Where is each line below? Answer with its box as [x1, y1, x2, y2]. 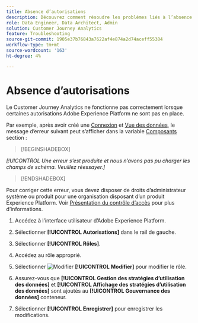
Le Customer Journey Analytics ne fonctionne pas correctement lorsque [6, 104, 183, 111]
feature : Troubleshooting [6, 31, 70, 37]
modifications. [14, 311, 50, 318]
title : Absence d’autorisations [6, 8, 86, 15]
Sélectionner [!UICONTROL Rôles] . [14, 240, 101, 247]
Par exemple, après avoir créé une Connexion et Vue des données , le [6, 121, 175, 128]
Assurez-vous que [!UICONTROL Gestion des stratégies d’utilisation [14, 274, 185, 281]
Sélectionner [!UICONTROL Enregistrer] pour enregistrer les [14, 305, 163, 312]
